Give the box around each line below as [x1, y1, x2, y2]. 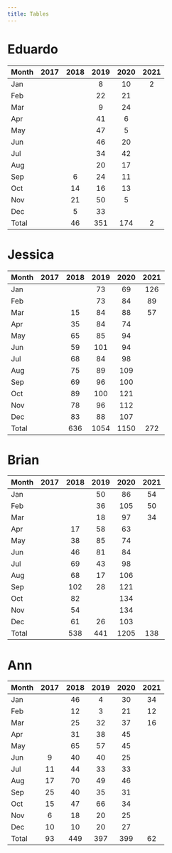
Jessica [7, 247, 55, 262]
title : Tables [7, 10, 50, 18]
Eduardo [7, 41, 58, 57]
